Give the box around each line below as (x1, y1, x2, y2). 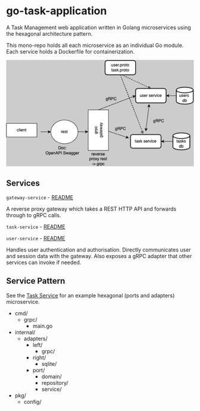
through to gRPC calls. (6, 211, 61, 218)
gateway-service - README (6, 193, 73, 200)
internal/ (14, 328, 36, 335)
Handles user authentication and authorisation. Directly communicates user (6, 246, 192, 253)
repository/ (41, 379, 68, 386)
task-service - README (6, 223, 65, 230)
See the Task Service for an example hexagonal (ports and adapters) (6, 291, 175, 299)
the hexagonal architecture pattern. (6, 30, 93, 37)
